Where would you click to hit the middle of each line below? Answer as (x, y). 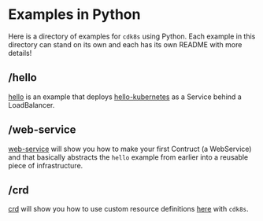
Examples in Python (74, 15)
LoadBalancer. (31, 105)
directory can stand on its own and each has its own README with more (125, 44)
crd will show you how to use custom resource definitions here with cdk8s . (128, 209)
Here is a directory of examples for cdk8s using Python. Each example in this (132, 36)
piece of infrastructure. (46, 165)
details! (20, 53)
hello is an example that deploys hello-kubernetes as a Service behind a (125, 97)
